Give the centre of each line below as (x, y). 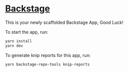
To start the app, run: (27, 32)
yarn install (19, 41)
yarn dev (14, 46)
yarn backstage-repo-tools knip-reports (48, 64)
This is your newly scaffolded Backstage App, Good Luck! (64, 22)
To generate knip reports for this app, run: (48, 55)
